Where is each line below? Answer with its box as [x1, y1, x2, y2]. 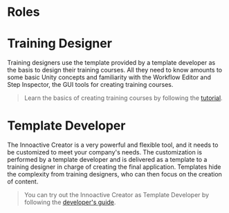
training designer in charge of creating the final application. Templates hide [7, 163, 221, 171]
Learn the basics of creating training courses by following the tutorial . [24, 94, 223, 102]
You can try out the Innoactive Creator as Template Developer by [24, 191, 210, 199]
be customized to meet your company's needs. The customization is [7, 148, 203, 156]
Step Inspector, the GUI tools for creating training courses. [7, 81, 174, 89]
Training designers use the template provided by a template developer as [7, 59, 216, 67]
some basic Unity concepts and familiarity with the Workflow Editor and [7, 73, 212, 81]
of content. [7, 177, 39, 186]
